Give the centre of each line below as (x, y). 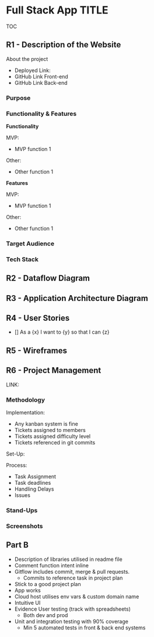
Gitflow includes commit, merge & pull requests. (72, 571)
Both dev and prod (45, 615)
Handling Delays (34, 489)
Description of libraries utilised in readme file (68, 559)
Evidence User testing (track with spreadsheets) (73, 609)
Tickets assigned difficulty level (52, 436)
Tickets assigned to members (50, 430)
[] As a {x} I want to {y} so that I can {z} (62, 332)
